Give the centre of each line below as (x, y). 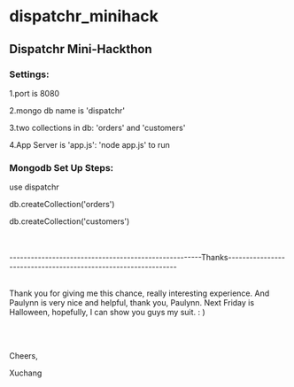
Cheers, (23, 356)
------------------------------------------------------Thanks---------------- (147, 258)
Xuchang (26, 373)
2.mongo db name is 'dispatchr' (67, 110)
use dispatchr (34, 187)
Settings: (29, 74)
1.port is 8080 (35, 93)
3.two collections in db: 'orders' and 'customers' (97, 128)
